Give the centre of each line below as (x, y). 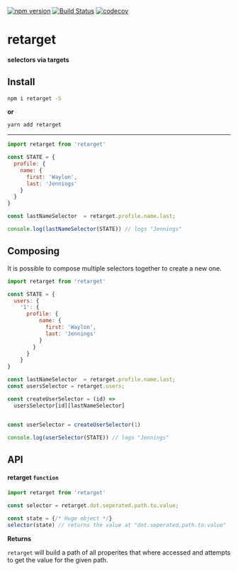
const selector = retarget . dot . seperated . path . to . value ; (93, 505)
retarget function (33, 478)
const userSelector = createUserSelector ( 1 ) (74, 425)
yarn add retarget (34, 125)
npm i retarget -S (34, 98)
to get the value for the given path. (58, 560)
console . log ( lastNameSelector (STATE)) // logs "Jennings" (95, 229)
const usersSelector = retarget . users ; (66, 386)
